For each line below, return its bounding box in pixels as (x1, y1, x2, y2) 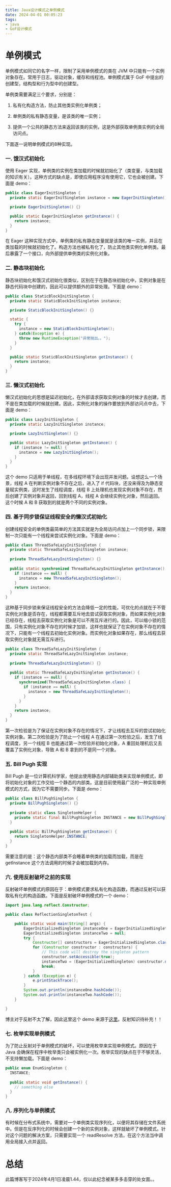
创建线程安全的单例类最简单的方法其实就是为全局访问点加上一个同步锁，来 (5, 526, 161, 532)
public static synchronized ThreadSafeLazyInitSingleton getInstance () (10, 566, 165, 571)
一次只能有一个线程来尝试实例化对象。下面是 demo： (9, 532, 121, 538)
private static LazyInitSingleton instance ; (10, 422, 106, 427)
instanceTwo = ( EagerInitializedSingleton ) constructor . (41, 959, 165, 964)
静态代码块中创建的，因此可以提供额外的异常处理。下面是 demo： (5, 283, 144, 290)
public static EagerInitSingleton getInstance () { (10, 214, 120, 219)
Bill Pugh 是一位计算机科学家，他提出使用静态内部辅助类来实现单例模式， (5, 773, 159, 779)
